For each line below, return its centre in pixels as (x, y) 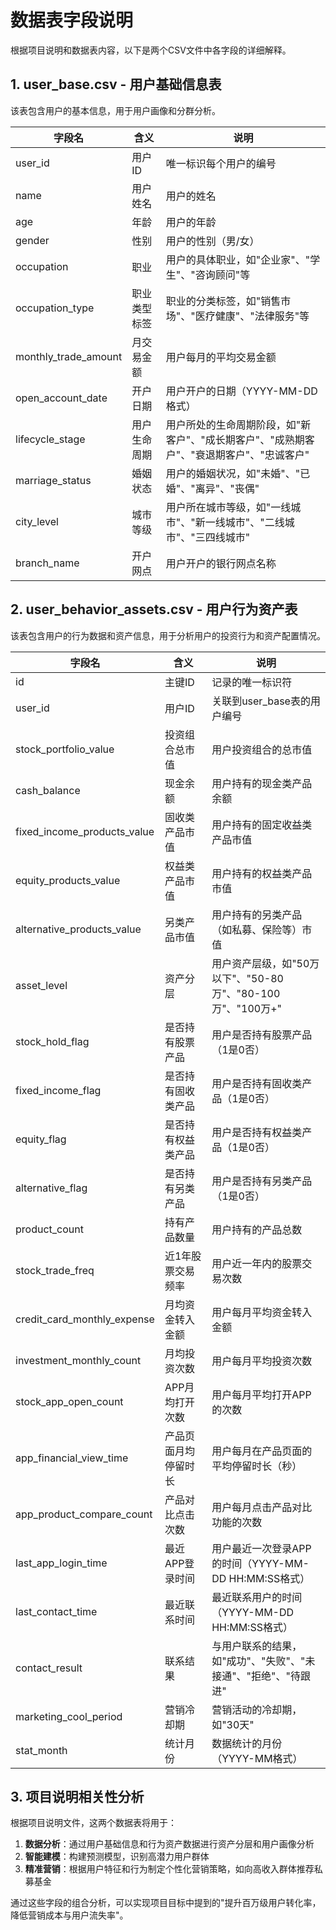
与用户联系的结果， (257, 1646)
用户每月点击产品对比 (262, 1507)
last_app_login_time (61, 1563)
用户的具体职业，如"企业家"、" (238, 259)
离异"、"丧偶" (227, 488)
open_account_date (61, 398)
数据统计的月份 (247, 1743)
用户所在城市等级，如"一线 (228, 507)
